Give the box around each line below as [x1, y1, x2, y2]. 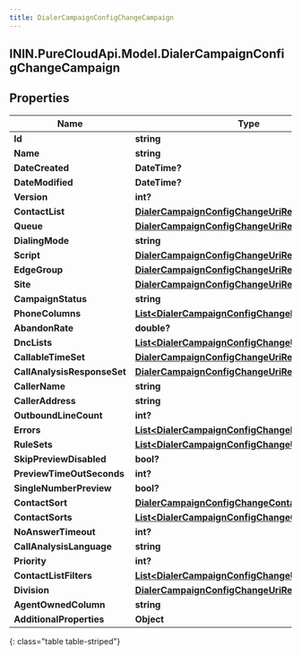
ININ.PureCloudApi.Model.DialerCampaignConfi [9, 47, 285, 62]
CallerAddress [13, 394, 76, 407]
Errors [13, 423, 41, 435]
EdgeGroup [13, 263, 64, 276]
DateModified [13, 176, 73, 188]
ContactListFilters [13, 569, 92, 582]
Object [134, 613, 164, 625]
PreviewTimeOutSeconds [13, 467, 125, 479]
